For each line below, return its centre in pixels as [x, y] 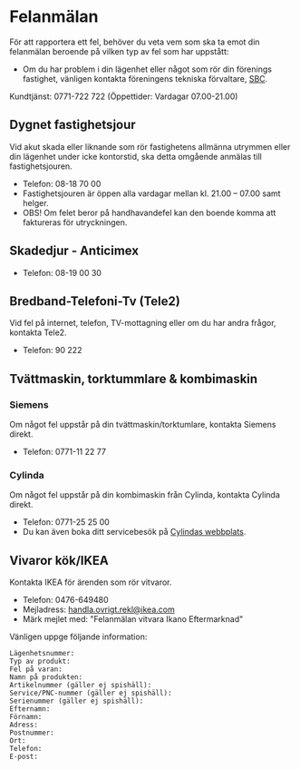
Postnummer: [32, 733]
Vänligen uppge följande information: [78, 637]
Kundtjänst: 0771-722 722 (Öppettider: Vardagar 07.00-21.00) [124, 96]
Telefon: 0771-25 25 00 [66, 522]
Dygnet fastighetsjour [73, 125]
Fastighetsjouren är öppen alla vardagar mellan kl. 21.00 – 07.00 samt [151, 193]
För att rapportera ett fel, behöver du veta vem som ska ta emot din [135, 42]
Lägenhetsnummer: [42, 654]
